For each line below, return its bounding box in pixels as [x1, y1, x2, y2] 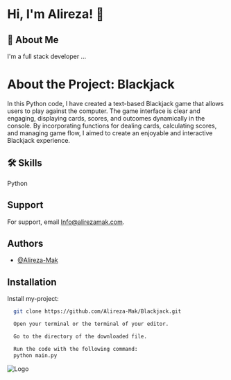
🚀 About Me [7, 34, 59, 46]
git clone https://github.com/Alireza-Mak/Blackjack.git [13, 308, 182, 315]
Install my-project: [7, 295, 59, 303]
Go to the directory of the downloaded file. [13, 333, 148, 340]
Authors [7, 237, 44, 249]
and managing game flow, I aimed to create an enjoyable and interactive [7, 128, 213, 137]
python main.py [13, 352, 58, 359]
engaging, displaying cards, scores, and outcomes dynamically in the [7, 114, 205, 122]
